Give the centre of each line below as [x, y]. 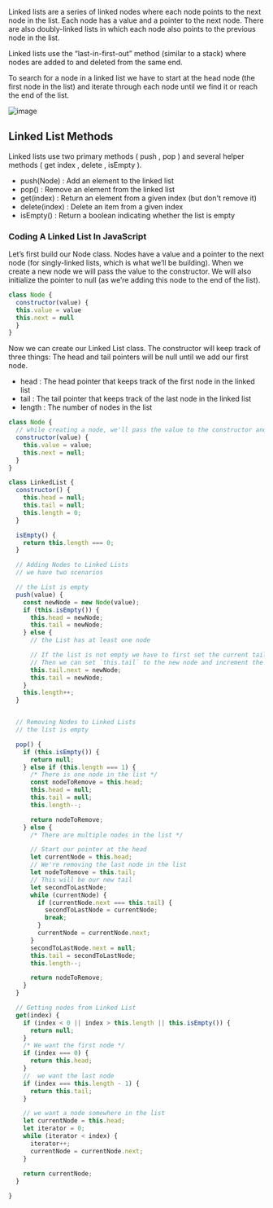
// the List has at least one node [90, 640]
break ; [56, 918]
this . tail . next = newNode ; [76, 670]
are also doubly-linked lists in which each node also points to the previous [132, 29]
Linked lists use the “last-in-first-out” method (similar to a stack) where [127, 53]
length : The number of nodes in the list [86, 407]
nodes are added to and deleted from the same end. [95, 62]
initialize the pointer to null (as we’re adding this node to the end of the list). [134, 280]
